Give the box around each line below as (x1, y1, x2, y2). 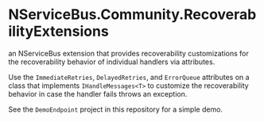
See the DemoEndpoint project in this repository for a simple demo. (8, 105, 223, 114)
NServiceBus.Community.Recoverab (8, 6, 257, 24)
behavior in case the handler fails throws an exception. (8, 89, 188, 98)
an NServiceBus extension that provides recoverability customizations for (8, 48, 249, 58)
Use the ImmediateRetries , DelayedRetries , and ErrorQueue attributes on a (8, 72, 250, 82)
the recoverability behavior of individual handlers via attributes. (8, 57, 215, 67)
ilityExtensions (8, 22, 109, 40)
